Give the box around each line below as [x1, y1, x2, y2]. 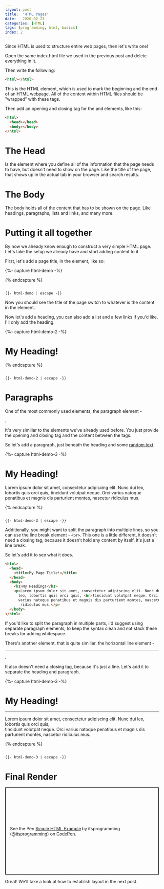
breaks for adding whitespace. [5, 630, 67, 636]
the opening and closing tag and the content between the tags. [5, 432, 132, 438]
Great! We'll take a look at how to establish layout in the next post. [5, 879, 138, 885]
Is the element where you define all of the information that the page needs [5, 161, 154, 167]
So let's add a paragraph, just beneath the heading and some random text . [5, 442, 155, 448]
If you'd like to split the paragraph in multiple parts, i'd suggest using [5, 620, 143, 626]
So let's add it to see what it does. [5, 552, 73, 557]
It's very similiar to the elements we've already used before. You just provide [5, 427, 159, 433]
